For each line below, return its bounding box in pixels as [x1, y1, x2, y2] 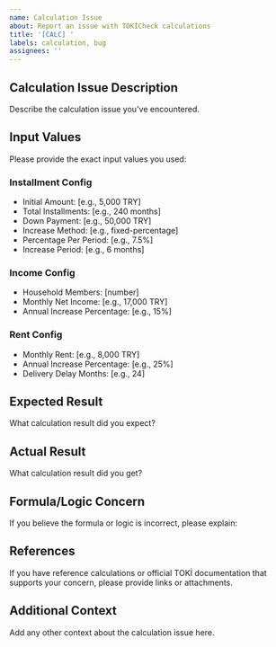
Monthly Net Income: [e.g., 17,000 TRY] [22, 297, 168, 307]
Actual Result [9, 444, 86, 459]
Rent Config [9, 329, 63, 341]
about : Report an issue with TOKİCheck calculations [9, 22, 211, 31]
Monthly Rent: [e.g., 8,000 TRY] [22, 349, 140, 359]
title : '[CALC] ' [9, 30, 75, 39]
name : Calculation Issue [9, 13, 102, 22]
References [9, 544, 76, 559]
